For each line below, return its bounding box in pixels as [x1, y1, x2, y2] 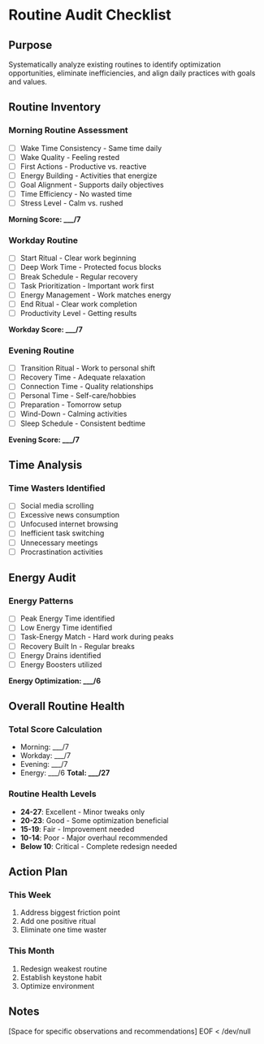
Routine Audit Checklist [8, 6, 172, 24]
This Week [8, 890, 51, 901]
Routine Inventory [8, 100, 102, 115]
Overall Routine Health [8, 700, 125, 713]
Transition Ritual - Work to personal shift [19, 363, 156, 373]
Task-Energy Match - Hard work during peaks [19, 632, 175, 642]
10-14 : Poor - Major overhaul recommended [19, 833, 168, 843]
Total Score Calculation [8, 724, 103, 735]
